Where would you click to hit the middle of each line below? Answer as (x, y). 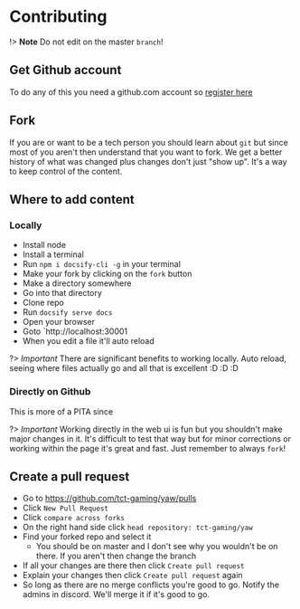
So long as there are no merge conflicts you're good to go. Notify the (151, 585)
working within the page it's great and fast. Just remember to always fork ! (148, 448)
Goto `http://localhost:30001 (75, 331)
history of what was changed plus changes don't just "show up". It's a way (148, 161)
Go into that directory (62, 293)
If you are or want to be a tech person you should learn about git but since (149, 142)
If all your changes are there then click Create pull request (134, 566)
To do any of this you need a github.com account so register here (131, 91)
